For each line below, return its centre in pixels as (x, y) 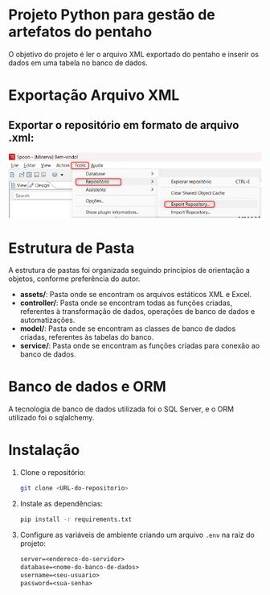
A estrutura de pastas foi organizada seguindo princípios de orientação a (129, 271)
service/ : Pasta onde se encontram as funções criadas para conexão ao (140, 346)
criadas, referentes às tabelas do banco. (87, 337)
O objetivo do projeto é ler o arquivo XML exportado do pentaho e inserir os (134, 54)
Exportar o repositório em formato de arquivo (124, 125)
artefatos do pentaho (80, 32)
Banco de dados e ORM (87, 387)
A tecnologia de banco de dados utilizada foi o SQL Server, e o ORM (121, 409)
